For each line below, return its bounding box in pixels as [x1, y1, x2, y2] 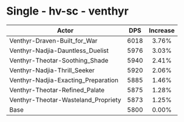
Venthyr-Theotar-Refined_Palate [9, 86, 105, 94]
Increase [148, 26, 175, 35]
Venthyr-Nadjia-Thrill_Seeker [9, 66, 95, 74]
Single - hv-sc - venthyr [6, 4, 129, 18]
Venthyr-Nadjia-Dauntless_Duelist [9, 46, 109, 55]
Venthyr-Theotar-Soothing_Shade [9, 56, 109, 64]
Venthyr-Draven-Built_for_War [9, 36, 98, 45]
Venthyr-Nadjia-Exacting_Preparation [9, 76, 118, 84]
